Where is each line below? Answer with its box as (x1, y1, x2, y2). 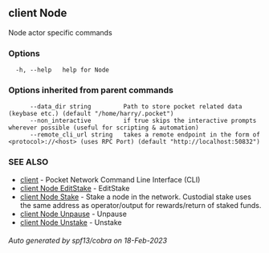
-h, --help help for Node (15, 66, 110, 75)
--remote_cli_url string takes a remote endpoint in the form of (29, 131, 261, 139)
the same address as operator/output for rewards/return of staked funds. (19, 200, 262, 210)
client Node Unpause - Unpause (19, 209, 127, 218)
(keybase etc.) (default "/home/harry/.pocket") (8, 110, 174, 118)
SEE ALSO (8, 157, 49, 168)
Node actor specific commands (8, 27, 112, 37)
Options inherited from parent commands (8, 84, 174, 96)
